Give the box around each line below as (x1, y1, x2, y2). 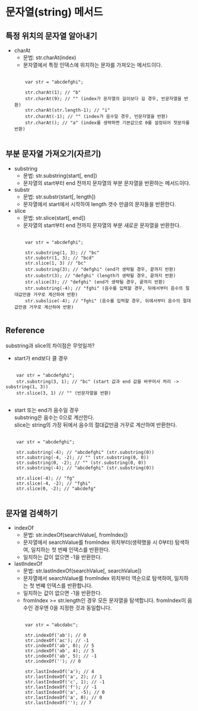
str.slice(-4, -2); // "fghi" (16, 481, 91, 486)
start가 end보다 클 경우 (14, 354, 68, 361)
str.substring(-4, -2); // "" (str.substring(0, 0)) (16, 454, 149, 460)
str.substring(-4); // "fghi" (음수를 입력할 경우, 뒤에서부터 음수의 (25, 285, 183, 291)
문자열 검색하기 (5, 508, 58, 518)
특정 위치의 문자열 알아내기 (5, 31, 97, 41)
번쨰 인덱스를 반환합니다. (36, 582, 93, 590)
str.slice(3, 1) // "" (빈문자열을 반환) (16, 390, 111, 396)
